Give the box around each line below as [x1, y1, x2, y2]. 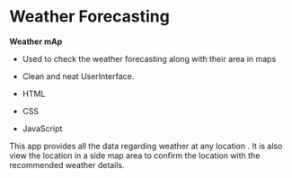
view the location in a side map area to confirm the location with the [9, 150, 261, 161]
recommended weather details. [9, 159, 125, 170]
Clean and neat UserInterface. [22, 70, 135, 82]
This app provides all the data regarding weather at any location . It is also [9, 140, 283, 151]
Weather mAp [9, 36, 63, 47]
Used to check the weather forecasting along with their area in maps [22, 53, 277, 64]
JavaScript [22, 123, 63, 134]
